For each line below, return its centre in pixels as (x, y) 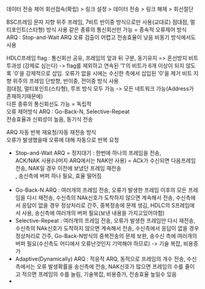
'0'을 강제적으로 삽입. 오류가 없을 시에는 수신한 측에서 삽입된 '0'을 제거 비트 (102, 73)
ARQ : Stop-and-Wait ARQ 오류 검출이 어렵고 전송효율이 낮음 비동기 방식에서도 (101, 37)
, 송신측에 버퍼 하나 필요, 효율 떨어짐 (58, 176)
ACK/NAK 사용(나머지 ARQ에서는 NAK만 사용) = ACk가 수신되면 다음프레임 (105, 160)
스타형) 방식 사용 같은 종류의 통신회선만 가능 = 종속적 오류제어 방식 (107, 30)
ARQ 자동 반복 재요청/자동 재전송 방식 (51, 132)
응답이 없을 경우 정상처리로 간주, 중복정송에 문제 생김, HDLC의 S (99, 205)
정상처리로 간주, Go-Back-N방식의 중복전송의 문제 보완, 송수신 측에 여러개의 (106, 236)
